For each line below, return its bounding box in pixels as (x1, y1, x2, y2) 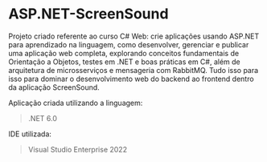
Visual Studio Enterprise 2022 (27, 144, 127, 154)
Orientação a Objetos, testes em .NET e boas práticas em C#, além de (8, 57, 241, 67)
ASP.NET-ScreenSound (8, 5, 169, 23)
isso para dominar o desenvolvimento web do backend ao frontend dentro (8, 74, 255, 83)
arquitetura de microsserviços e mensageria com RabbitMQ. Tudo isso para (8, 65, 259, 75)
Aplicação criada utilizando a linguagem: (8, 98, 143, 107)
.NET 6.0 (27, 113, 58, 123)
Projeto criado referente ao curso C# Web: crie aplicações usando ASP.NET (8, 31, 260, 41)
